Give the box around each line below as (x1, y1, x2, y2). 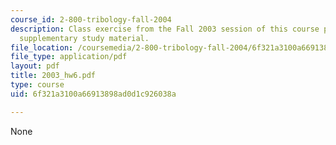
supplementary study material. (19, 33, 150, 43)
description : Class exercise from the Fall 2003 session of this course (10, 24, 320, 34)
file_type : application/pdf (10, 52, 128, 62)
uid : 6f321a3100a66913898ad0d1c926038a (10, 89, 177, 99)
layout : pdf (10, 61, 60, 71)
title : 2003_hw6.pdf (10, 71, 97, 81)
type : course (10, 80, 65, 90)
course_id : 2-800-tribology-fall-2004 (10, 14, 172, 25)
